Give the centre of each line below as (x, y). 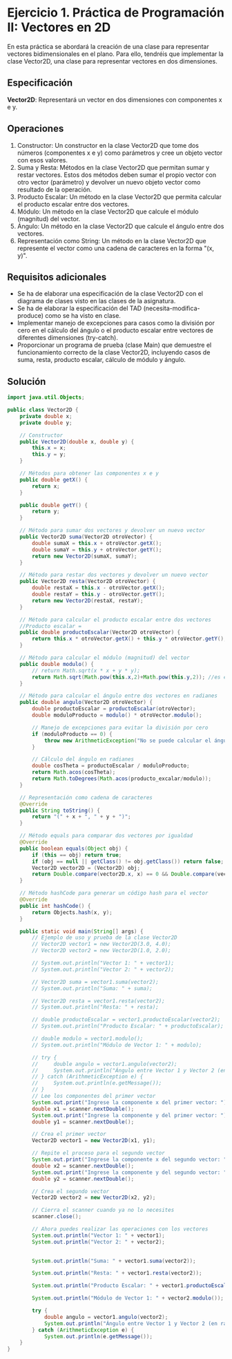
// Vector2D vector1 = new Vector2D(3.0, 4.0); (101, 944)
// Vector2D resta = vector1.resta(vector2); (99, 1001)
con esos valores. (42, 160)
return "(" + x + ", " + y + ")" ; (81, 817)
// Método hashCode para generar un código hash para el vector (114, 893)
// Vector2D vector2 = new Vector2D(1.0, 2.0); (101, 951)
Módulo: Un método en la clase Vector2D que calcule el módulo (108, 211)
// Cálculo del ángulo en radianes (83, 759)
